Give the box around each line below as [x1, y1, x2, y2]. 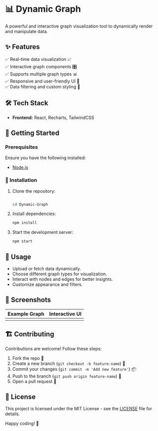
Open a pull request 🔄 [12, 378, 57, 384]
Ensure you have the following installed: [5, 155, 86, 161]
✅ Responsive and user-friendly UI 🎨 [5, 78, 80, 84]
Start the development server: [12, 229, 74, 235]
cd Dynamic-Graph [12, 202, 48, 207]
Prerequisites [5, 143, 38, 150]
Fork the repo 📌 [12, 355, 44, 361]
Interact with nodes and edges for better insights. [12, 276, 113, 282]
